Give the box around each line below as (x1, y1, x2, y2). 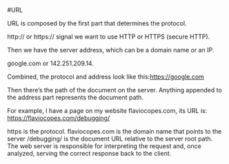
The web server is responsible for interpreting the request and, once (7, 142, 201, 150)
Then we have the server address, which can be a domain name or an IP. (7, 46, 215, 54)
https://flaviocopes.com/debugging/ (7, 114, 110, 122)
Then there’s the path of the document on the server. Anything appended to (7, 86, 222, 94)
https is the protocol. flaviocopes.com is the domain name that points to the (7, 127, 222, 135)
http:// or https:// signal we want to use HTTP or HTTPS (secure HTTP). (7, 32, 210, 41)
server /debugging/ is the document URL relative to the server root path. (7, 134, 213, 143)
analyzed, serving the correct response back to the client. (7, 150, 172, 157)
